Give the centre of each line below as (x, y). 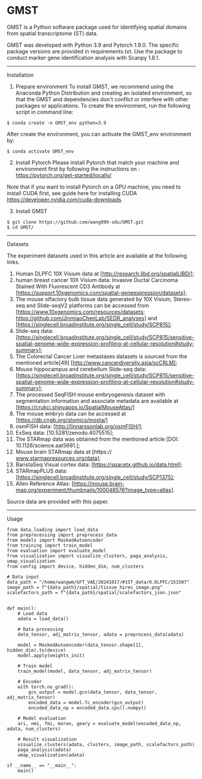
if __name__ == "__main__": (42, 765)
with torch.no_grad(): (46, 687)
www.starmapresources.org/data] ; (58, 458)
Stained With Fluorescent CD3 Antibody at (68, 286)
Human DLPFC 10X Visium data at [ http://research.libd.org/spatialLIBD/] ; (105, 274)
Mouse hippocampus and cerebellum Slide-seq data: (81, 369)
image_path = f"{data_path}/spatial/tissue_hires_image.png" (85, 587)
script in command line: (44, 112)
